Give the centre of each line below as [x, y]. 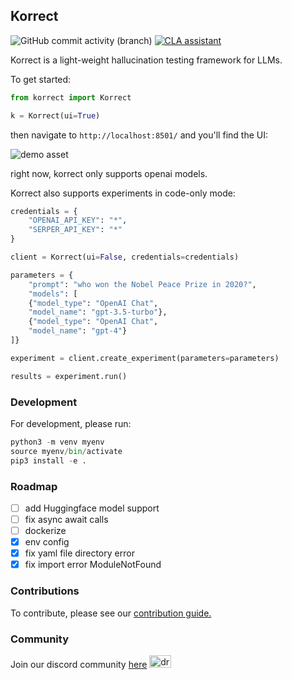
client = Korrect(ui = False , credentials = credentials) [125, 257]
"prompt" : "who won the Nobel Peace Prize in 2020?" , [142, 284]
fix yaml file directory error [79, 553]
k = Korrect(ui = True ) [55, 115]
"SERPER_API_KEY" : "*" [75, 230]
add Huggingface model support [92, 508]
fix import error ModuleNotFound [93, 565]
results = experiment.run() [69, 376]
